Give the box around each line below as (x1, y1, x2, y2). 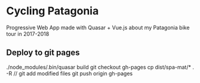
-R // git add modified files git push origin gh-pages (6, 70, 133, 77)
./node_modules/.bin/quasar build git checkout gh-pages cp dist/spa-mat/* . (6, 63, 194, 70)
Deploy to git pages (6, 48, 80, 58)
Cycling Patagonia (6, 4, 99, 18)
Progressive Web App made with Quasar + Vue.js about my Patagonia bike (6, 24, 190, 31)
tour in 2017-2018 (6, 30, 50, 37)
